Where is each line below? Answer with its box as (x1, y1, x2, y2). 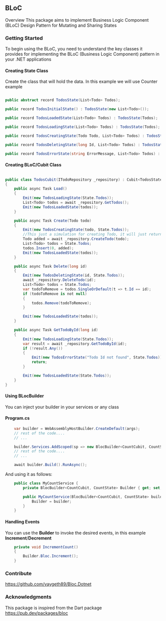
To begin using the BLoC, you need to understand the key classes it (5, 46, 143, 52)
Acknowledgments (5, 593, 52, 600)
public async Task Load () (14, 186, 68, 192)
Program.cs (5, 415, 30, 421)
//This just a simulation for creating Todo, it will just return (23, 232, 163, 237)
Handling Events (5, 518, 40, 525)
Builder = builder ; (31, 499, 72, 504)
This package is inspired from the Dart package (5, 605, 102, 611)
